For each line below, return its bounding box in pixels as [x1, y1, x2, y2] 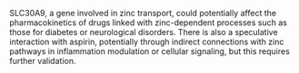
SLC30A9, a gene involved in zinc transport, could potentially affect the [9, 8, 277, 18]
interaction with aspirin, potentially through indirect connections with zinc [9, 36, 284, 47]
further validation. [9, 56, 76, 66]
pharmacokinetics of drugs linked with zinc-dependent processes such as [9, 17, 288, 28]
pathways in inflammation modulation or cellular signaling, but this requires [9, 46, 291, 57]
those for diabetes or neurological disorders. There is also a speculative [9, 27, 279, 37]
